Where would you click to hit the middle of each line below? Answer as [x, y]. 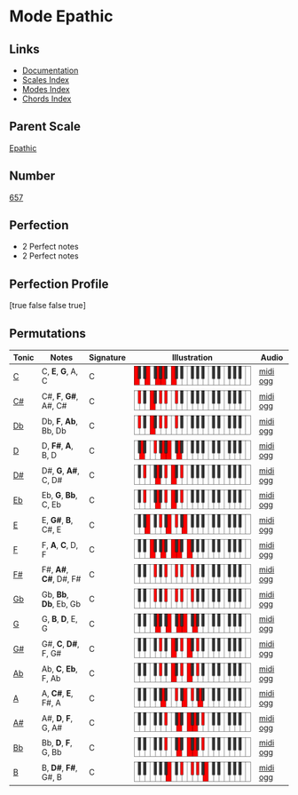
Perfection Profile [59, 284]
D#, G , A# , [60, 470]
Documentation [50, 70]
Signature [107, 357]
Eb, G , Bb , [59, 496]
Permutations [47, 334]
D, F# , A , [57, 446]
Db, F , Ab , [59, 421]
